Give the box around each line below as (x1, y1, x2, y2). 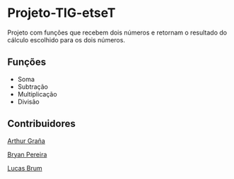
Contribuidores (7, 118, 76, 130)
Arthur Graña (7, 136, 46, 145)
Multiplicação (17, 89, 58, 98)
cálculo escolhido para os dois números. (7, 35, 126, 44)
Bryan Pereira (7, 150, 47, 159)
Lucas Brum (7, 163, 42, 172)
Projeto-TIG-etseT (7, 5, 116, 21)
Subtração (17, 82, 48, 91)
